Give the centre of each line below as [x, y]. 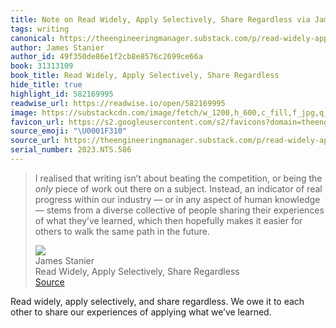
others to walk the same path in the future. [122, 231]
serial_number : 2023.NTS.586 [71, 150]
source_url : [35, 141]
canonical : [33, 38]
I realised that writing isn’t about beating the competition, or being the [178, 178]
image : [24, 112]
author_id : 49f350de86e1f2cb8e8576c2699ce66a [106, 57]
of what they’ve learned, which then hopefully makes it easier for [168, 220]
